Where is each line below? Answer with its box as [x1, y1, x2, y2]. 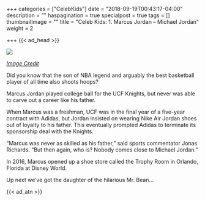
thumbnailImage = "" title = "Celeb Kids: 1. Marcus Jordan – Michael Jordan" [6, 18, 199, 25]
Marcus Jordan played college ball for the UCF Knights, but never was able [6, 90, 196, 97]
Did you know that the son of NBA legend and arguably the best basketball [6, 71, 195, 79]
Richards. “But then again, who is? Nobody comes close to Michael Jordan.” [6, 146, 198, 153]
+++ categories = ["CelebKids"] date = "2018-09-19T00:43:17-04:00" [6, 5, 183, 12]
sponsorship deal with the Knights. [6, 128, 94, 135]
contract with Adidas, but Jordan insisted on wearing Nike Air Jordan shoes [6, 115, 197, 122]
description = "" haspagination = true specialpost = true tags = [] [6, 12, 170, 19]
